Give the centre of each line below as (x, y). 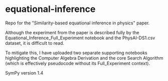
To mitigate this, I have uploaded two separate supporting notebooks (76, 53)
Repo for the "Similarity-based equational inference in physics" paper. (77, 23)
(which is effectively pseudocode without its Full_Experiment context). (78, 63)
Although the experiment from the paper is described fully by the (72, 32)
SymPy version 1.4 (24, 73)
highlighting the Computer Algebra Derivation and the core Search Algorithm (84, 58)
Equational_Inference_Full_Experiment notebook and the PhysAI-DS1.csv (80, 38)
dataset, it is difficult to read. (35, 43)
